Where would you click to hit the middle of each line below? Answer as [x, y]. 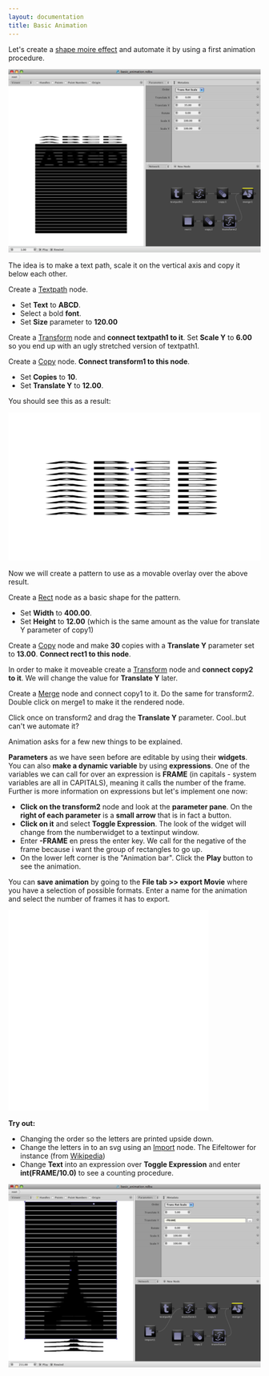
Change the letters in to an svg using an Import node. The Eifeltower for [138, 1148]
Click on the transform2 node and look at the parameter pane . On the [136, 807]
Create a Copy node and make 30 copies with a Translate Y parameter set [131, 646]
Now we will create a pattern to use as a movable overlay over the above [128, 574]
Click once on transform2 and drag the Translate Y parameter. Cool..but [127, 718]
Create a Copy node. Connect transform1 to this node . [99, 361]
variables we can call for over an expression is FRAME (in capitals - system [132, 774]
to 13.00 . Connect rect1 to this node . [70, 654]
